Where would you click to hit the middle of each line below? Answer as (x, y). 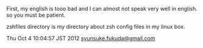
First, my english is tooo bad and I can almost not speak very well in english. (102, 9)
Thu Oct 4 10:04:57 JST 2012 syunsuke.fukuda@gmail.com (81, 38)
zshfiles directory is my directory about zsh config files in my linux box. (96, 27)
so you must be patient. (36, 15)
